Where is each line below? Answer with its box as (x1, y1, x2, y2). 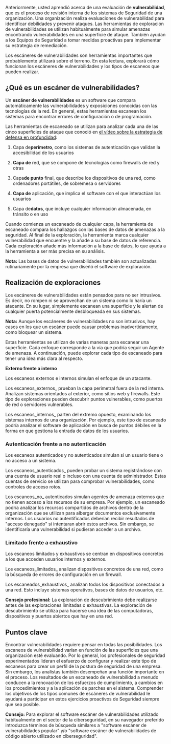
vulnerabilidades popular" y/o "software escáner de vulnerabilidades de (5, 728, 157, 734)
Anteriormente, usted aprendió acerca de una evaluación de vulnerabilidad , (5, 5, 165, 10)
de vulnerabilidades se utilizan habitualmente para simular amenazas (5, 26, 151, 32)
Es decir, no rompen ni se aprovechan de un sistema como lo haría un (5, 297, 152, 304)
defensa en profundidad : (5, 134, 58, 140)
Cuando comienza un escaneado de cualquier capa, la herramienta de (5, 221, 153, 227)
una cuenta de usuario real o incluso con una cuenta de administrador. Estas (5, 473, 166, 479)
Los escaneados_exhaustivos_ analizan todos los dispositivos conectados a (5, 581, 165, 588)
